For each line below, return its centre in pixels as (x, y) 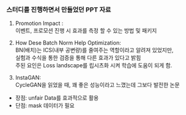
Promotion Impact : (39, 23)
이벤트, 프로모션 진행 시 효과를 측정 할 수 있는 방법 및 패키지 (86, 31)
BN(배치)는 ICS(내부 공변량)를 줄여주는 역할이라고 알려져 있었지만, (94, 50)
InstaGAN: (28, 78)
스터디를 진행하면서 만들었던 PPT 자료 (59, 9)
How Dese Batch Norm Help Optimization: (68, 43)
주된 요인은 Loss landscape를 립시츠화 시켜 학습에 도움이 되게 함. (94, 65)
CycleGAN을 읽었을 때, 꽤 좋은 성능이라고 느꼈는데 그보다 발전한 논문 (97, 85)
